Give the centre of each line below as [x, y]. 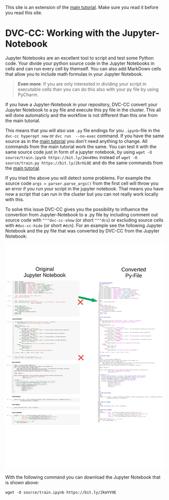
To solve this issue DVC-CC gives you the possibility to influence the [77, 209]
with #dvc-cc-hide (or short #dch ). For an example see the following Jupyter [84, 225]
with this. [15, 199]
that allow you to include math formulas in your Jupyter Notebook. [74, 74]
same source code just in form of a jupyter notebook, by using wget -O [79, 152]
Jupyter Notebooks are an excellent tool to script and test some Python [79, 58]
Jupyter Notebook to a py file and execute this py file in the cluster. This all [83, 110]
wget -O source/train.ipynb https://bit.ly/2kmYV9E [61, 492]
